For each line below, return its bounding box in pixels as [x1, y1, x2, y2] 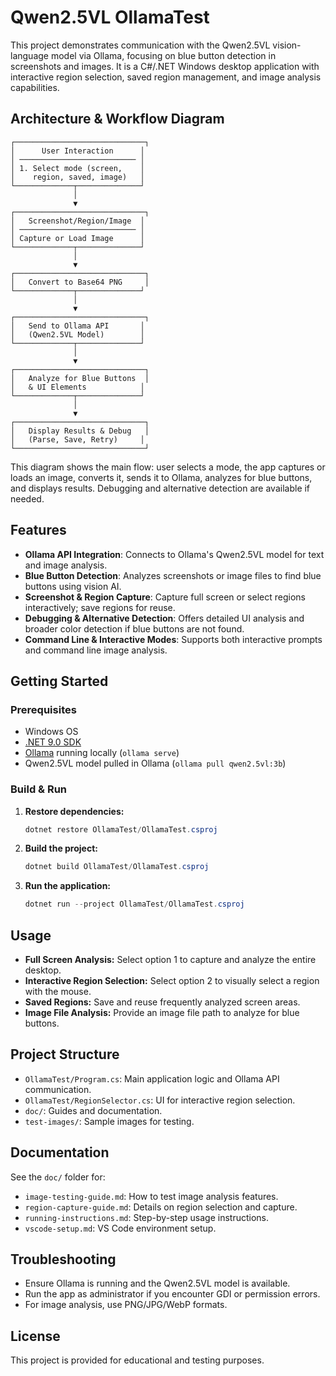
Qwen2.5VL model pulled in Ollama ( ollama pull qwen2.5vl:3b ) [24, 757, 287, 770]
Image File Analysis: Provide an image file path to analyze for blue [24, 1006, 300, 1018]
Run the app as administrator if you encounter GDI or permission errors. [24, 1288, 321, 1300]
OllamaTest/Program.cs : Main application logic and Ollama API [24, 1072, 280, 1085]
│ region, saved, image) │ [10, 172, 145, 182]
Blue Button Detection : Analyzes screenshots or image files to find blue [24, 569, 322, 581]
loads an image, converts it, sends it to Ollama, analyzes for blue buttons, [10, 471, 313, 483]
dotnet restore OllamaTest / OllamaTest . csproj [24, 824, 218, 835]
